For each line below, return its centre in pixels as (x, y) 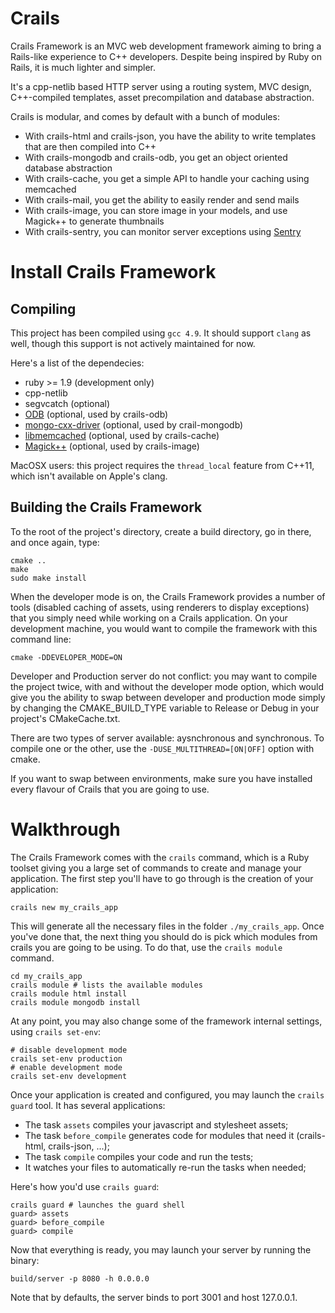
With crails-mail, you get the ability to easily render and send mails (162, 199)
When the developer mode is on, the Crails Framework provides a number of (168, 596)
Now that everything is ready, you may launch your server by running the (161, 1249)
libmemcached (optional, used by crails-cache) (122, 435)
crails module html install (69, 993)
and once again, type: (55, 542)
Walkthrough (65, 829)
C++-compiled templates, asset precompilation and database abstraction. (162, 97)
